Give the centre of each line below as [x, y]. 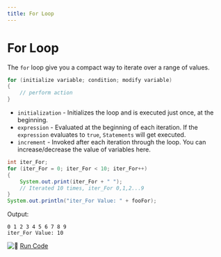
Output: [18, 214]
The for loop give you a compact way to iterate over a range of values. [108, 67]
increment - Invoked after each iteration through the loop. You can [112, 142]
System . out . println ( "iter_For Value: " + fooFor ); [82, 201]
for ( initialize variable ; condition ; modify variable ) [90, 80]
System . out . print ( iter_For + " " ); [71, 181]
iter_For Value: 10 [35, 233]
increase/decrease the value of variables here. [84, 149]
